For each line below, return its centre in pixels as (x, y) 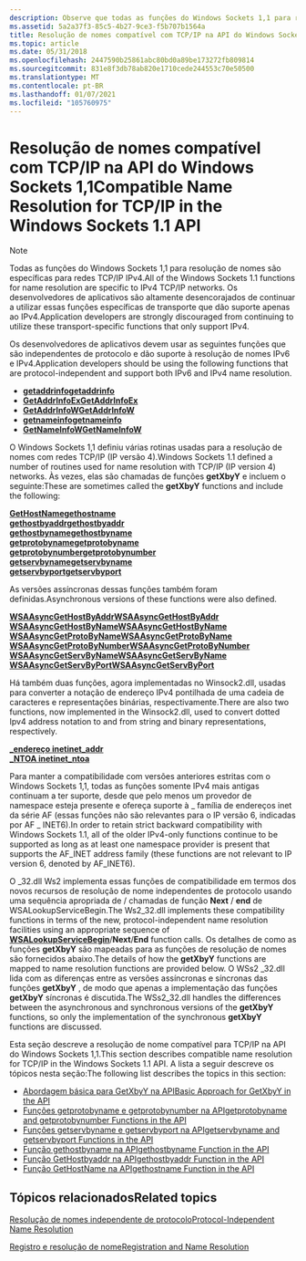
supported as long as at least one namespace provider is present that (140, 844)
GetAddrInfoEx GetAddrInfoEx (80, 401)
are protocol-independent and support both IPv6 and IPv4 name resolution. (151, 373)
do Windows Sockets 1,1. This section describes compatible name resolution (151, 1054)
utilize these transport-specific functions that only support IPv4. (130, 327)
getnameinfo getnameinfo (72, 420)
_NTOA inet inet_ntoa (50, 759)
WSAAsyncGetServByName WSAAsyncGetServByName (118, 656)
